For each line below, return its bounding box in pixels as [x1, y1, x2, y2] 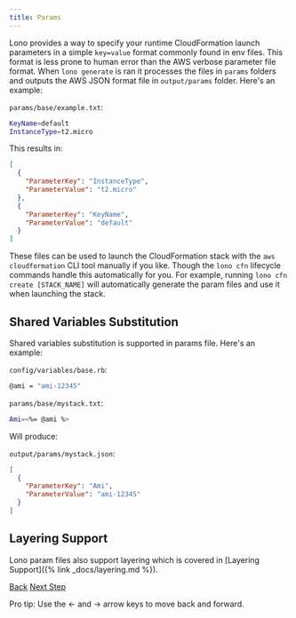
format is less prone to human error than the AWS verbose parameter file [9, 56, 276, 67]
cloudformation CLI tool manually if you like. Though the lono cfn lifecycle [9, 260, 282, 271]
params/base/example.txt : [9, 101, 104, 112]
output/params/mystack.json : [9, 448, 116, 458]
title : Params [9, 12, 62, 22]
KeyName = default [9, 119, 69, 128]
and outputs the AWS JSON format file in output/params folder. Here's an [9, 75, 276, 85]
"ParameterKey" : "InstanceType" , [25, 177, 149, 186]
